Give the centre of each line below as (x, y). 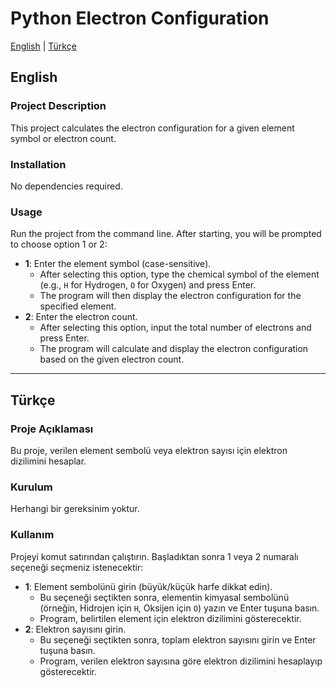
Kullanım (32, 535)
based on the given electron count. (112, 359)
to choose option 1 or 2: (59, 244)
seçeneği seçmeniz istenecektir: (77, 567)
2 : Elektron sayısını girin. (75, 629)
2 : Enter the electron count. (81, 317)
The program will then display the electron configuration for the (170, 296)
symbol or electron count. (63, 138)
